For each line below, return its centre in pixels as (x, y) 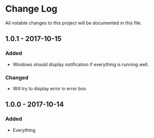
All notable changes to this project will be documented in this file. (74, 23)
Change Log (31, 9)
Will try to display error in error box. (50, 88)
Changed (17, 78)
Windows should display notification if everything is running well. (81, 64)
